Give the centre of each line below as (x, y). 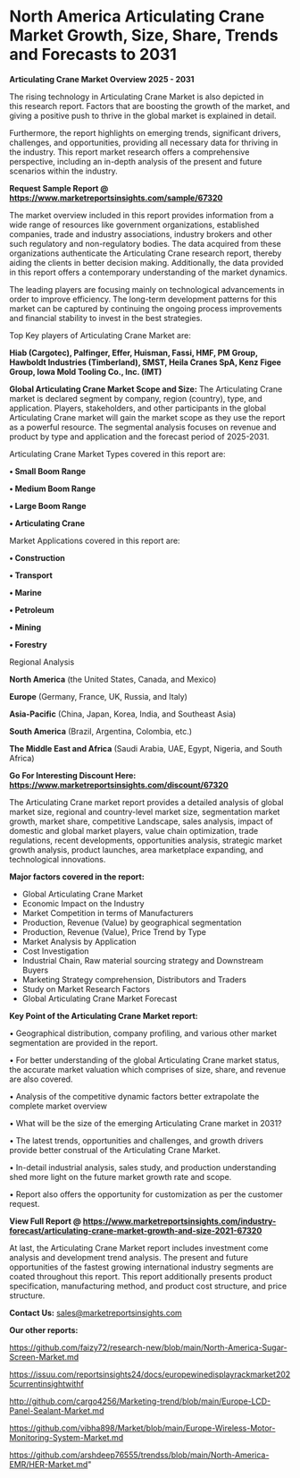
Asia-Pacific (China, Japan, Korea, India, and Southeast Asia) (123, 714)
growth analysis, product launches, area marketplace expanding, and (136, 849)
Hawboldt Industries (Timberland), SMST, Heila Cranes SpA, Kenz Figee (145, 362)
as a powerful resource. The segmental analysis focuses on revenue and (143, 427)
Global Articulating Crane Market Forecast (100, 998)
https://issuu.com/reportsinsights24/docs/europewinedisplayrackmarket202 (150, 1374)
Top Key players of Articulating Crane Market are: (100, 335)
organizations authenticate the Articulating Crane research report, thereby (146, 253)
